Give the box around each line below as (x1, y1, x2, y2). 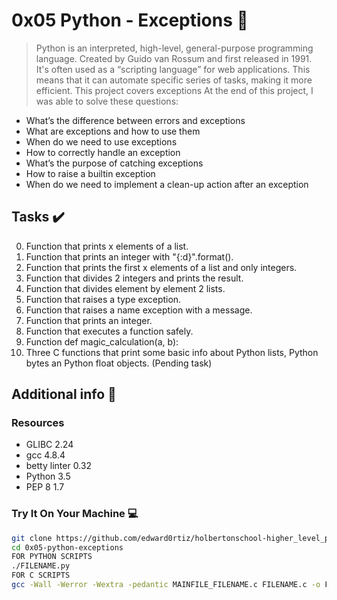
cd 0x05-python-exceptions (11, 542, 124, 553)
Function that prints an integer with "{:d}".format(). (25, 250, 234, 263)
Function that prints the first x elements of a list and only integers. (25, 261, 298, 273)
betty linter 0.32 (25, 460, 92, 472)
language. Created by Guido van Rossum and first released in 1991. (35, 52, 313, 64)
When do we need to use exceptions (25, 135, 178, 148)
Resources (11, 416, 65, 430)
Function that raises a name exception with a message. (25, 304, 253, 316)
